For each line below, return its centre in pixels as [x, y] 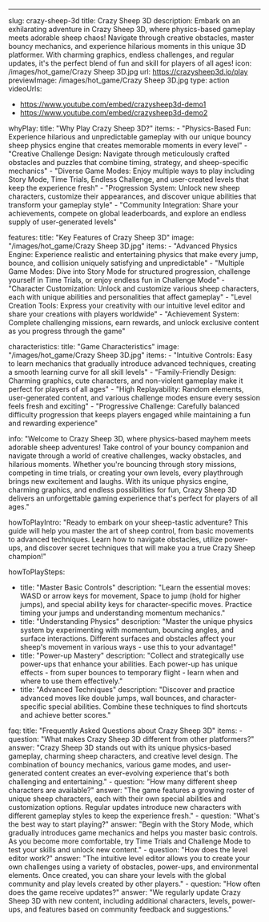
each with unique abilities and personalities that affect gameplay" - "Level [130, 297]
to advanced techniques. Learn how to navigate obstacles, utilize [115, 539]
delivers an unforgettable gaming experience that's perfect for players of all [133, 498]
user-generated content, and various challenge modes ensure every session [134, 398]
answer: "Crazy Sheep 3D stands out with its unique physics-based [120, 747]
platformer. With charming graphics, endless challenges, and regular [121, 54]
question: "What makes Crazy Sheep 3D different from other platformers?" [131, 739]
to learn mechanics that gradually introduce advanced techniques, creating [132, 364]
